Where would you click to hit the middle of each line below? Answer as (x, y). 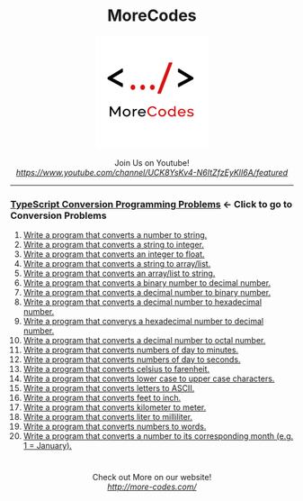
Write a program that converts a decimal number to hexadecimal (143, 302)
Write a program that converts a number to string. (115, 235)
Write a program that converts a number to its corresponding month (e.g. (158, 436)
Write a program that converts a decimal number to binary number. (147, 293)
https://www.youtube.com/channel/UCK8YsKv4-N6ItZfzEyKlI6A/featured (152, 172)
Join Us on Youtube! (152, 162)
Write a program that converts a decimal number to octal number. (144, 341)
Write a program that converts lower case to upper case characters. (149, 378)
